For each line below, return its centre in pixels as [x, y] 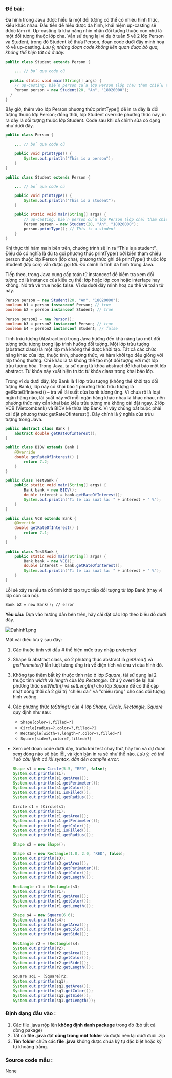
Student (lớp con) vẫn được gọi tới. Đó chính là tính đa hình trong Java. [80, 265]
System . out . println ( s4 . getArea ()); [51, 925]
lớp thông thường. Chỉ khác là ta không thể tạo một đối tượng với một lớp [82, 360]
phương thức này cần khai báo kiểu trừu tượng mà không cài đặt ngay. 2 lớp [85, 403]
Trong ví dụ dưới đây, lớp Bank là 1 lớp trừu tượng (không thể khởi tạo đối [82, 381]
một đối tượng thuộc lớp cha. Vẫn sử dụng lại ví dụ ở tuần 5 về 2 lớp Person [84, 36]
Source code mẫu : [29, 1060]
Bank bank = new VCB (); [49, 561]
